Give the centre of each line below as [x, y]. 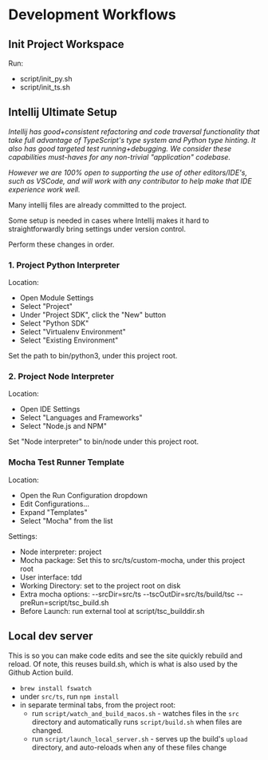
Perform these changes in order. [61, 244]
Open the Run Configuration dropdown [83, 495]
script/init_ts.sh [45, 87]
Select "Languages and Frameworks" [81, 418]
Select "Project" [46, 307]
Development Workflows [93, 15]
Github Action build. [41, 672]
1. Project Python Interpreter [64, 265]
